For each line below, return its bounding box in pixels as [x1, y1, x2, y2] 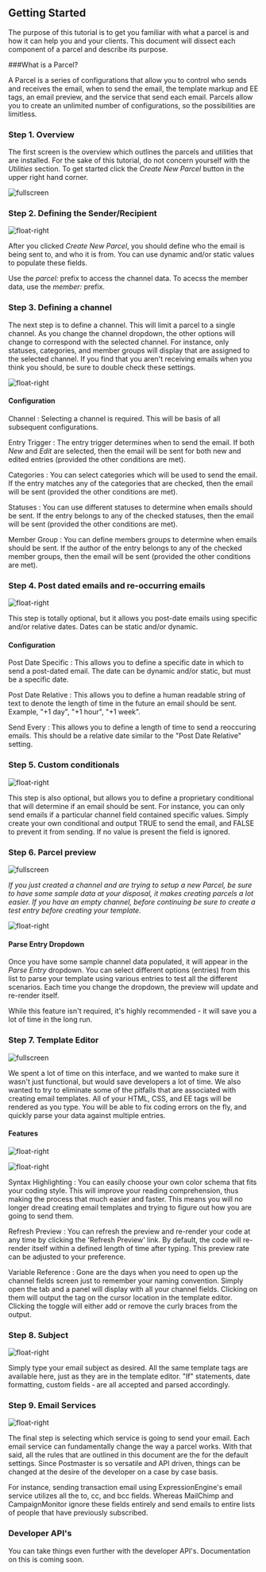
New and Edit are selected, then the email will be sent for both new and [8, 446, 241, 456]
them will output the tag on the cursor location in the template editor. [8, 1292, 233, 1302]
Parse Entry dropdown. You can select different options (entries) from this [8, 965, 250, 975]
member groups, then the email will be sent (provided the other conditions [8, 551, 252, 561]
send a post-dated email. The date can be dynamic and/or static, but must [8, 667, 252, 676]
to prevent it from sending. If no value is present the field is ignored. [8, 827, 230, 836]
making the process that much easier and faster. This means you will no [8, 1194, 244, 1203]
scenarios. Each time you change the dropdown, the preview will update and [8, 983, 259, 992]
